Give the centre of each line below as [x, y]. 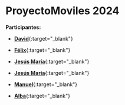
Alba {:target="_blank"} [42, 96]
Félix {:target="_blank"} [42, 50]
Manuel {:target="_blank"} [46, 84]
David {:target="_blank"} [43, 38]
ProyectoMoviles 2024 [63, 11]
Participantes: [23, 27]
